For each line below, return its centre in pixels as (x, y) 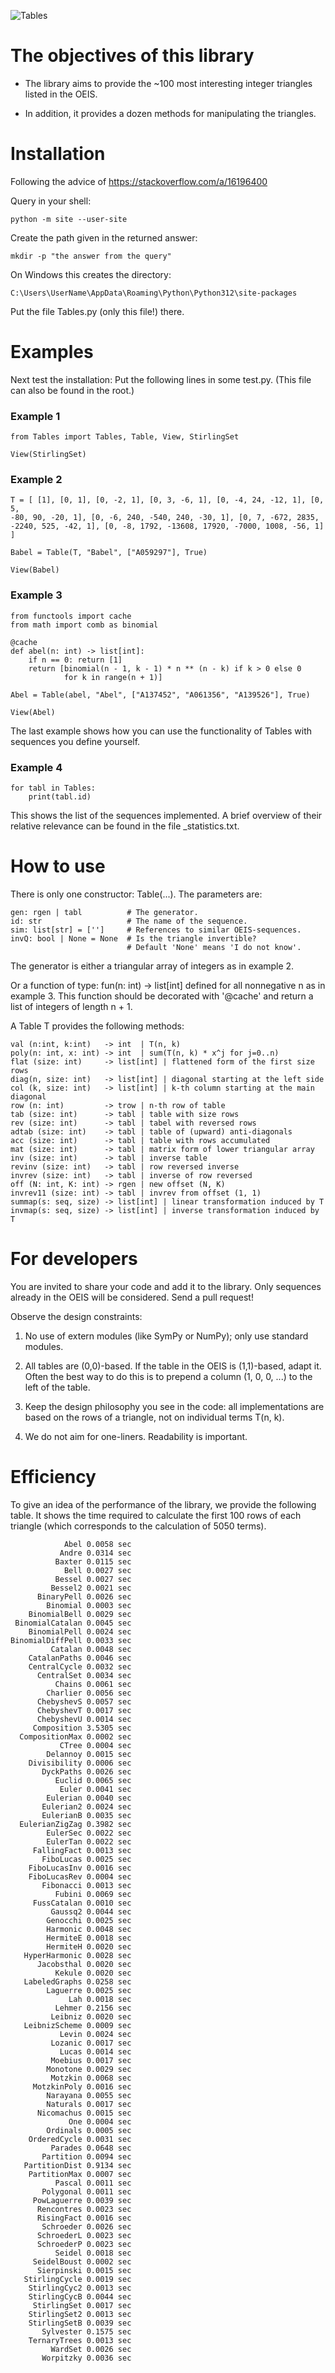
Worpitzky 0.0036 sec (86, 2358)
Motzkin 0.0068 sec (91, 2078)
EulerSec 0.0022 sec (89, 1833)
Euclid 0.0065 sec (93, 1780)
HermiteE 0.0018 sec (89, 1938)
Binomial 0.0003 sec (89, 1605)
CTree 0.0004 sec (95, 1745)
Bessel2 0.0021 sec (91, 1588)
